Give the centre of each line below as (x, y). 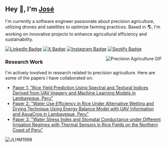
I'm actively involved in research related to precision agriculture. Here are (80, 73)
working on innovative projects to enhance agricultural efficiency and (76, 34)
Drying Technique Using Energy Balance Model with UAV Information (83, 109)
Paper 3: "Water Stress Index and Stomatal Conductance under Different (86, 120)
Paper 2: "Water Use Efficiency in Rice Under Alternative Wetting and (83, 104)
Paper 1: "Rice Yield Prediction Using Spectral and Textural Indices (80, 88)
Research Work (24, 62)
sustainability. (19, 39)
